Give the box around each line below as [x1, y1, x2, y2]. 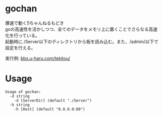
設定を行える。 [5, 45, 36, 51]
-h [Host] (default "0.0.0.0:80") [14, 107, 85, 112]
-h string [9, 102, 30, 107]
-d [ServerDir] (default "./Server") [14, 98, 92, 103]
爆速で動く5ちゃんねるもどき [5, 20, 64, 26]
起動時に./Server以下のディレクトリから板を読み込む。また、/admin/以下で [5, 38, 159, 45]
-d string [9, 94, 30, 99]
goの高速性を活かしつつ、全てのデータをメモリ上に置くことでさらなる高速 [5, 26, 158, 32]
